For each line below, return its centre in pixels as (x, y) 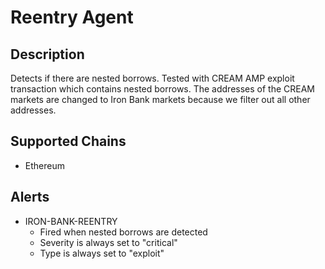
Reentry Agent (72, 17)
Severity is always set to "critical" (108, 242)
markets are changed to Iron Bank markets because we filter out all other (160, 99)
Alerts (30, 197)
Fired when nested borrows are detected (123, 232)
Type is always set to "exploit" (102, 253)
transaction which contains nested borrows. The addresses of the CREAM (163, 89)
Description (47, 54)
